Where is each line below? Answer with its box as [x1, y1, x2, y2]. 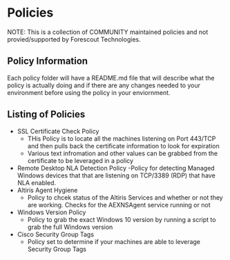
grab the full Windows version [27, 223, 113, 231]
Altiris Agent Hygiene [17, 186, 78, 194]
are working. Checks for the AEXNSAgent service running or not [27, 200, 211, 209]
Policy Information [7, 55, 88, 67]
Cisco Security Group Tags [17, 230, 95, 239]
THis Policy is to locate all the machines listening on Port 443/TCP [27, 134, 216, 143]
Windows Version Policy [17, 208, 86, 216]
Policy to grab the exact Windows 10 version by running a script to [27, 215, 216, 223]
